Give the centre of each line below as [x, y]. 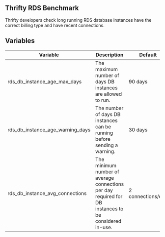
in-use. [104, 227]
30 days [138, 129]
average [105, 178]
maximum [106, 69]
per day [104, 190]
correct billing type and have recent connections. [55, 25]
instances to [109, 208]
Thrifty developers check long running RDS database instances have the [78, 20]
